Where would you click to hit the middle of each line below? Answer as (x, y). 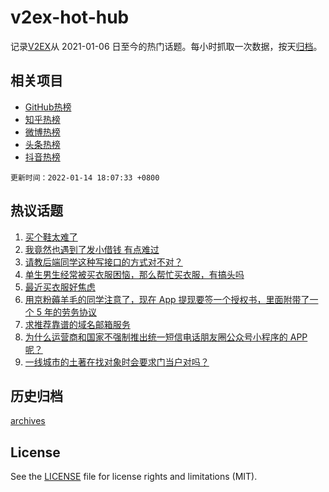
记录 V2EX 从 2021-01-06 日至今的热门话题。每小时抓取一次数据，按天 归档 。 (166, 46)
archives (28, 421)
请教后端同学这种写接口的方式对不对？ (103, 262)
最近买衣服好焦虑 (60, 287)
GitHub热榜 (48, 107)
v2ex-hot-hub (70, 17)
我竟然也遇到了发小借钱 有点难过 (92, 249)
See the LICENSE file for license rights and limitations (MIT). (134, 477)
